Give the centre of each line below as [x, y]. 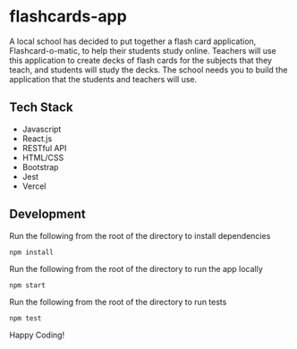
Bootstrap [40, 166]
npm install [31, 252]
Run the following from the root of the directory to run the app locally [136, 268]
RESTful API [44, 148]
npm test [25, 318]
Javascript [42, 129]
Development [48, 214]
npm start [28, 285]
